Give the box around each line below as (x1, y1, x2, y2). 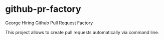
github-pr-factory (5, 3, 81, 15)
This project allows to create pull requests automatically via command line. (5, 29, 159, 35)
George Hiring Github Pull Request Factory (5, 20, 93, 26)
